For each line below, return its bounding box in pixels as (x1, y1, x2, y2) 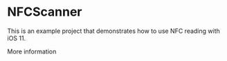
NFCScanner (7, 4, 82, 20)
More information (7, 47, 57, 56)
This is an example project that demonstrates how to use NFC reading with (7, 27, 220, 35)
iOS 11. (7, 34, 26, 42)
